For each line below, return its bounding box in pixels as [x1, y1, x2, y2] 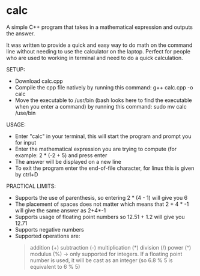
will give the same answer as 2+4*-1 [14, 206, 106, 214]
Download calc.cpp [14, 77, 63, 85]
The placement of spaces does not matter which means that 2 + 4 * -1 [14, 200, 189, 208]
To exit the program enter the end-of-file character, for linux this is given [14, 164, 195, 172]
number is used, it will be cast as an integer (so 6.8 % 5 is [29, 256, 173, 264]
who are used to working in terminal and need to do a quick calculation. [6, 54, 183, 61]
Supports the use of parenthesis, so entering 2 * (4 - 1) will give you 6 [14, 194, 188, 201]
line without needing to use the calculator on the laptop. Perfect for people [6, 47, 191, 55]
